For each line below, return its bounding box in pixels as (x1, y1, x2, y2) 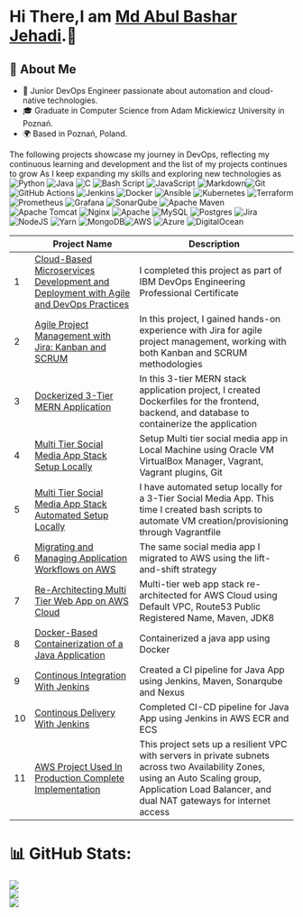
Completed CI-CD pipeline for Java (139, 701, 289, 713)
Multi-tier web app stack (139, 578, 245, 590)
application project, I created (139, 384, 261, 396)
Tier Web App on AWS (34, 595, 129, 607)
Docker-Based (34, 626, 98, 638)
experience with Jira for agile (139, 324, 263, 336)
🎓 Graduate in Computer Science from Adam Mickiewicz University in (22, 106, 286, 116)
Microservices (34, 264, 96, 276)
